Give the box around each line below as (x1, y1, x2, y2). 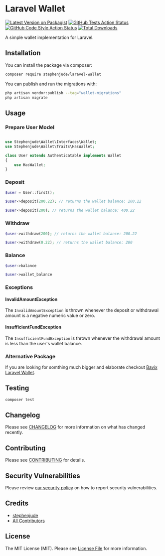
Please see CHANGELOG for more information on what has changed (5, 424, 146, 430)
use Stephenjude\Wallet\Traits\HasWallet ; (5, 144, 95, 149)
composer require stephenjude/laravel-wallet (5, 72, 101, 77)
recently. (5, 429, 23, 435)
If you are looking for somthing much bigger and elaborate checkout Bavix (5, 364, 158, 370)
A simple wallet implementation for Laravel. (5, 34, 94, 40)
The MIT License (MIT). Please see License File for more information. (5, 545, 147, 551)
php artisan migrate (5, 95, 48, 100)
